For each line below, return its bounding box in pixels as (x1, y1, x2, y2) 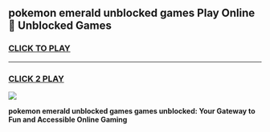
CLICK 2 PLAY (8, 73, 64, 84)
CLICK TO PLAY (8, 43, 71, 54)
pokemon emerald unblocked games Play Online (8, 6, 256, 20)
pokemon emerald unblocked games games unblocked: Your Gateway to (8, 106, 256, 115)
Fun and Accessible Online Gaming (8, 114, 128, 124)
